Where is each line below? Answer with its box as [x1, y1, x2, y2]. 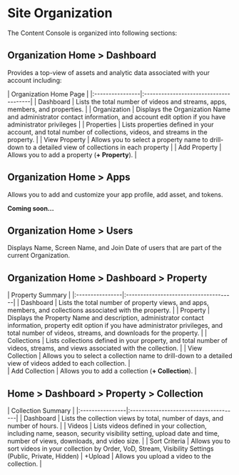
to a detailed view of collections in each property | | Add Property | [25, 143, 222, 151]
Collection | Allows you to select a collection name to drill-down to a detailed [7, 351, 233, 360]
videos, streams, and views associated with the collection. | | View [7, 344, 203, 353]
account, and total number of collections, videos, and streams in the [7, 127, 208, 136]
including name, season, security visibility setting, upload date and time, [7, 429, 220, 437]
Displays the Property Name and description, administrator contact [7, 314, 205, 322]
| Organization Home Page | [7, 89, 89, 98]
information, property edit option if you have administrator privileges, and [7, 321, 223, 330]
